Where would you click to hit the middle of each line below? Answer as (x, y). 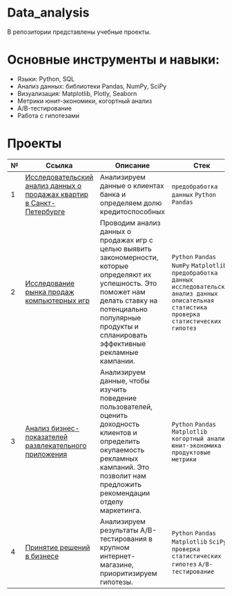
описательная (193, 300)
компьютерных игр (57, 300)
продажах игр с (126, 240)
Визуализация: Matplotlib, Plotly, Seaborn (77, 93)
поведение (118, 398)
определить (120, 441)
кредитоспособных (133, 211)
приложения (46, 454)
